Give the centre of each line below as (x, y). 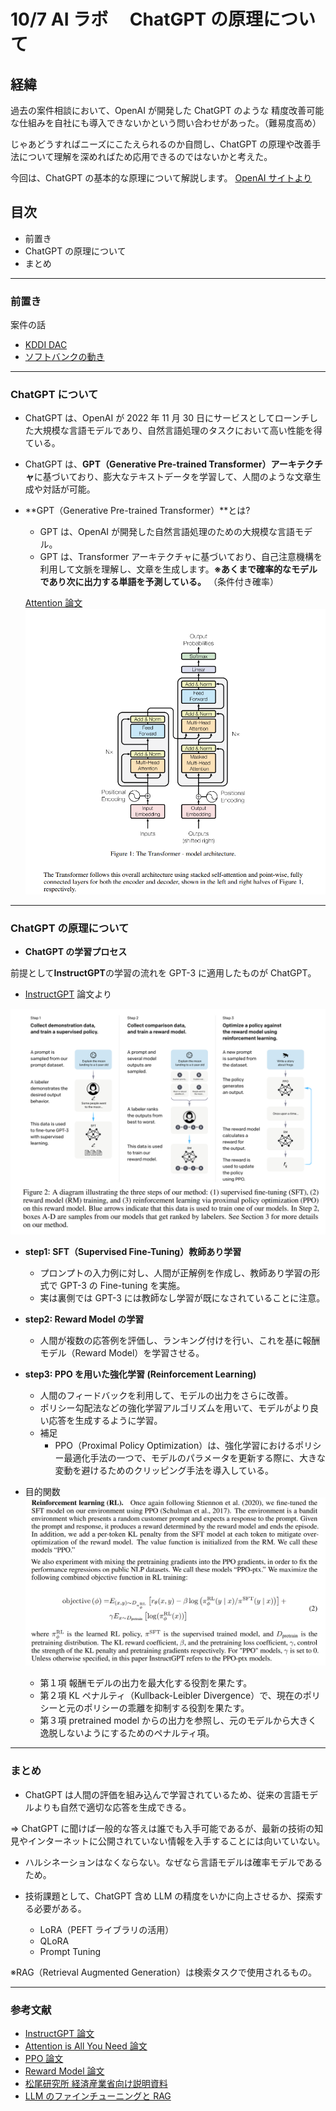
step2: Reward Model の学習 (84, 1319)
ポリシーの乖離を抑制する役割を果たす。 (166, 1708)
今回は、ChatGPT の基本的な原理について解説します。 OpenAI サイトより (161, 178)
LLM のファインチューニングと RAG (98, 2096)
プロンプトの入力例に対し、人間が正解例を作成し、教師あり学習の (175, 1272)
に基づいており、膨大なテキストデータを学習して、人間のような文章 (173, 477)
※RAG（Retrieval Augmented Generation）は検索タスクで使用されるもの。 (163, 1972)
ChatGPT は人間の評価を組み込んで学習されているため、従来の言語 (162, 1794)
